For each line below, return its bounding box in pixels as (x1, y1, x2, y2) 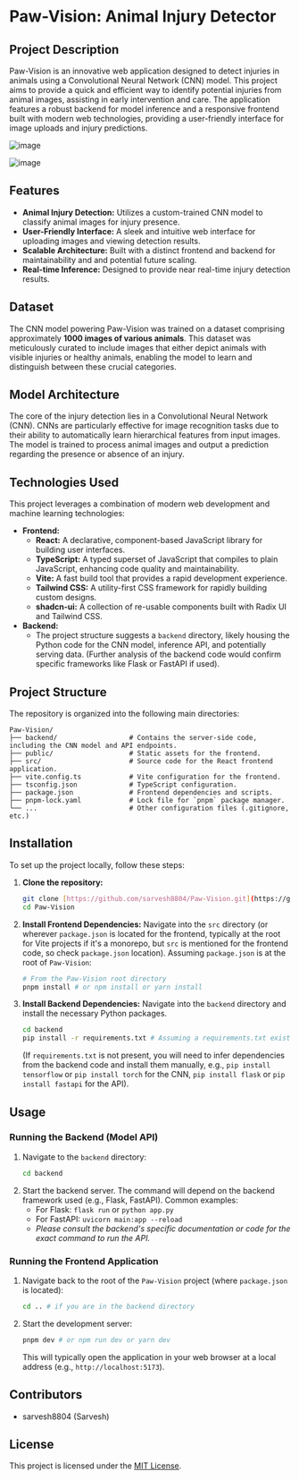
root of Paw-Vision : (21, 957, 92, 967)
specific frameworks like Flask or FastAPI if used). (35, 659, 220, 669)
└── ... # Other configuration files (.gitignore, (9, 804, 290, 813)
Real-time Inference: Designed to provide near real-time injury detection (21, 264, 291, 275)
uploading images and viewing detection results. (21, 235, 201, 246)
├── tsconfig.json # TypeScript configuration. (9, 780, 238, 789)
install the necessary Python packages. (21, 1008, 168, 1019)
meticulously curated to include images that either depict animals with (9, 342, 267, 353)
